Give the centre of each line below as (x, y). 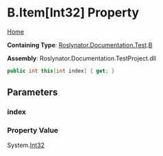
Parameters (33, 92)
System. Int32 (26, 145)
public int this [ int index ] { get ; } (61, 71)
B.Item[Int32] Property (73, 13)
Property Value (33, 131)
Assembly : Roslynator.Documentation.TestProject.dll (81, 58)
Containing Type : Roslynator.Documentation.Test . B (80, 45)
